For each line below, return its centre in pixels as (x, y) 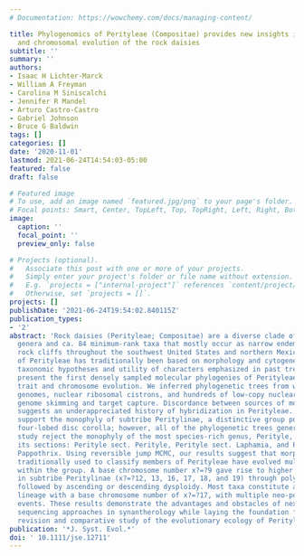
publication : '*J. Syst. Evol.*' (72, 529)
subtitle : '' (34, 51)
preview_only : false (56, 244)
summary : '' (32, 60)
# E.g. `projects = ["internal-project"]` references (117, 286)
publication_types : (46, 319)
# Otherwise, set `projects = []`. (81, 294)
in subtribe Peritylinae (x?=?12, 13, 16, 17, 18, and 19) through (147, 479)
